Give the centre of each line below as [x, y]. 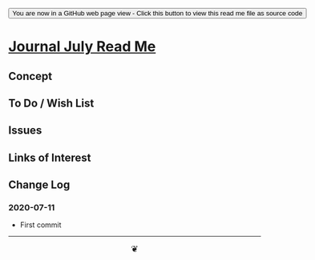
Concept [30, 76]
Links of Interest [50, 157]
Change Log [39, 185]
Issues [25, 131]
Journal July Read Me [82, 47]
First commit [40, 225]
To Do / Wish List [51, 103]
